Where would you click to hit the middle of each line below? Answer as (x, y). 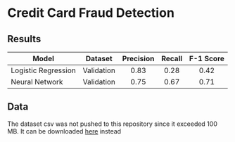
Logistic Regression (43, 70)
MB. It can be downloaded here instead (64, 131)
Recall (172, 59)
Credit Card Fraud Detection (91, 13)
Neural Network (37, 82)
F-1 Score (207, 59)
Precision (138, 59)
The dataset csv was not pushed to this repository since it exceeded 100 (113, 124)
